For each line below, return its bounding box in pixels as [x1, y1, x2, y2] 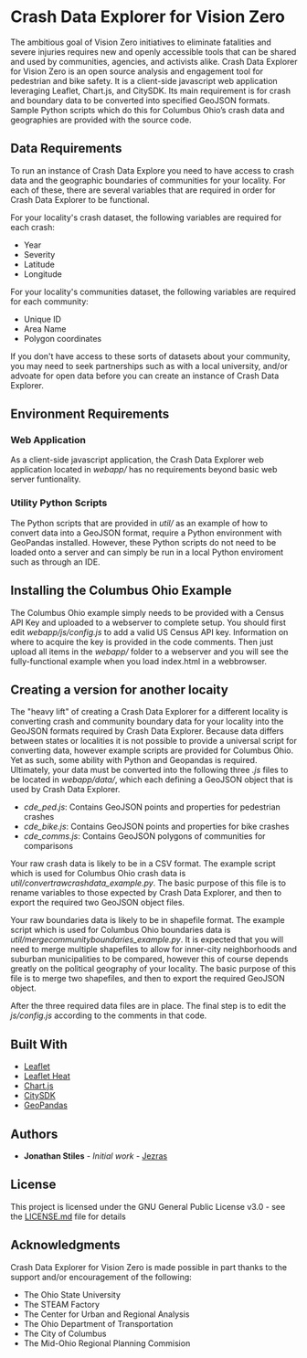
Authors [10, 1126, 58, 1141]
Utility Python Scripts [10, 496, 108, 509]
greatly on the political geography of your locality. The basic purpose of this [10, 963, 296, 974]
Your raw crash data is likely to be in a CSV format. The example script [10, 858, 277, 869]
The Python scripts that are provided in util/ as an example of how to [10, 517, 269, 528]
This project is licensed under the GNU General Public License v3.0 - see [10, 1201, 286, 1212]
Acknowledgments [10, 1237, 122, 1253]
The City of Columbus [23, 1328, 107, 1339]
